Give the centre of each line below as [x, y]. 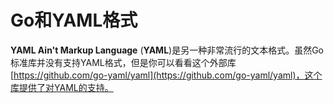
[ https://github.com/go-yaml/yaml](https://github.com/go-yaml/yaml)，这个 [166, 75]
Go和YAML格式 [74, 20]
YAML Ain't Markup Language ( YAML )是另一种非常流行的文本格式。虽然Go [167, 50]
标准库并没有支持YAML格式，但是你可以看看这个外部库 [123, 62]
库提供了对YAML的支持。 [62, 87]
